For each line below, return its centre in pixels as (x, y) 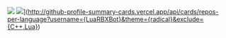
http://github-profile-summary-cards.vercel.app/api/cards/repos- (123, 12)
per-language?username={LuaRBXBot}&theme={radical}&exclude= (106, 19)
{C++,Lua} (23, 27)
